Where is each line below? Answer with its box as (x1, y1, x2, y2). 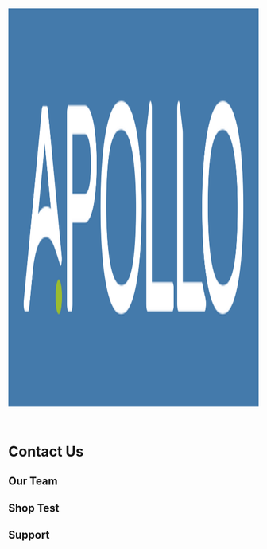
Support (8, 528, 50, 542)
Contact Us (8, 443, 84, 461)
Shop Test (8, 501, 60, 515)
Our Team (8, 474, 58, 488)
